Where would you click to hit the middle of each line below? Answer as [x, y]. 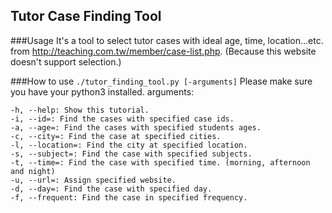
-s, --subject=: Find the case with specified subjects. [131, 154]
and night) [33, 171]
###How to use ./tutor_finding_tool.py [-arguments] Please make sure [161, 81]
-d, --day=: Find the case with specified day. [111, 189]
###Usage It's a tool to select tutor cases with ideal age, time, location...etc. [167, 40]
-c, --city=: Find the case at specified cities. [116, 136]
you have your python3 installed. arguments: [102, 91]
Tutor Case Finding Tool [86, 16]
